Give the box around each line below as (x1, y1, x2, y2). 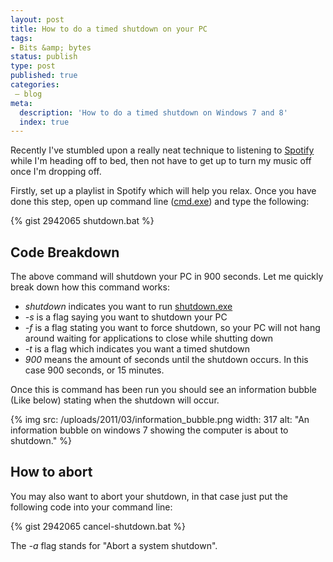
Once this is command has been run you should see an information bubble (10, 384, 317, 396)
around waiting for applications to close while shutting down (24, 332, 274, 345)
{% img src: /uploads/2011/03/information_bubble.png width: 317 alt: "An (10, 414, 310, 426)
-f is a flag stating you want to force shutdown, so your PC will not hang (24, 322, 321, 334)
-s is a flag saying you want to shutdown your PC (24, 311, 228, 323)
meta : (10, 98, 33, 108)
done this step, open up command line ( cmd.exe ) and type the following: (10, 196, 310, 208)
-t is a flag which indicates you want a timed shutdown (24, 343, 250, 355)
